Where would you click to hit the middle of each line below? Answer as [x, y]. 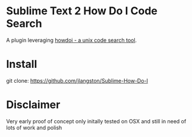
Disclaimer [33, 105]
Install [22, 64]
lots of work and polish [34, 127]
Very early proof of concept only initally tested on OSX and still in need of [96, 121]
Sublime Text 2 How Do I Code [82, 11]
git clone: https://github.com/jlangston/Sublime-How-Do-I [77, 80]
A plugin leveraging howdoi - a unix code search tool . [72, 40]
